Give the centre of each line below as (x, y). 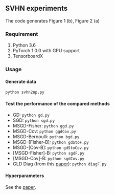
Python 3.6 (24, 45)
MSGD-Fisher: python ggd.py (43, 126)
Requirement (22, 34)
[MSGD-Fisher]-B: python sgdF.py (49, 153)
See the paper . (21, 187)
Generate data (21, 81)
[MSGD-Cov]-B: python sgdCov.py (48, 159)
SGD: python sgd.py (34, 120)
